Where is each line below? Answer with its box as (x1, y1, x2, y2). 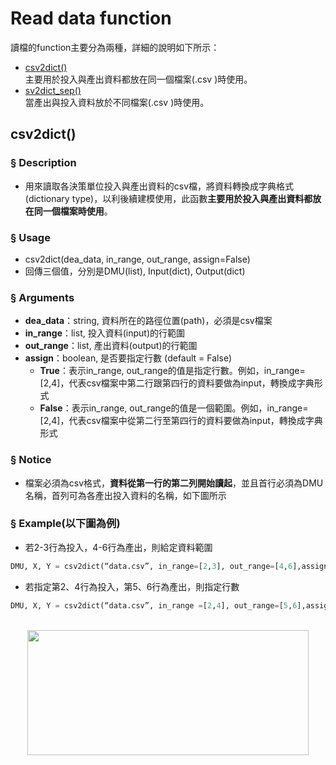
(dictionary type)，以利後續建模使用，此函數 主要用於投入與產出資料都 (24, 192, 313, 204)
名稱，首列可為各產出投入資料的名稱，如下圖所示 (24, 489, 227, 501)
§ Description (10, 156, 77, 170)
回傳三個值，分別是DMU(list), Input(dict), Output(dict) (24, 265, 246, 277)
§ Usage (10, 230, 51, 244)
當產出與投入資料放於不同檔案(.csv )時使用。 (24, 96, 210, 108)
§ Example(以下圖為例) (10, 517, 121, 531)
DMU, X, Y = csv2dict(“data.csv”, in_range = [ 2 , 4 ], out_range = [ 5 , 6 (10, 600, 298, 611)
